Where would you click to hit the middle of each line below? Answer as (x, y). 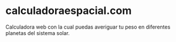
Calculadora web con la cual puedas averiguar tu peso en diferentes (88, 27)
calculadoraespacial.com (69, 11)
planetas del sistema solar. (38, 33)
